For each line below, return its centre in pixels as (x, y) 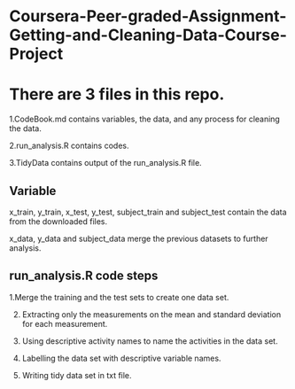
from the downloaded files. (58, 221)
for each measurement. (65, 323)
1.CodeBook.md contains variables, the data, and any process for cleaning (145, 119)
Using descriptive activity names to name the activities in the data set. (150, 341)
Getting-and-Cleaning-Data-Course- (148, 35)
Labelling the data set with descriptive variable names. (121, 358)
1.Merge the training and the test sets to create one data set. (119, 297)
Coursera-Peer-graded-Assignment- (148, 16)
